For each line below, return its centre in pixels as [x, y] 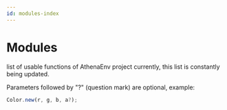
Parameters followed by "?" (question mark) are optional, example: [101, 87]
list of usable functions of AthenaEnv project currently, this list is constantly [113, 67]
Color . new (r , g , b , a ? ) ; [42, 100]
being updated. [28, 74]
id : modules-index [33, 13]
